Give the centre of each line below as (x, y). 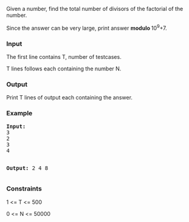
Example (19, 113)
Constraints (24, 189)
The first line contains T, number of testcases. (64, 56)
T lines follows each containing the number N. (64, 69)
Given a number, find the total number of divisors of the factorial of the (95, 9)
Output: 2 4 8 (27, 168)
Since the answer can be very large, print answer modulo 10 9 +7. (87, 28)
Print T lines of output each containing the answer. (69, 98)
